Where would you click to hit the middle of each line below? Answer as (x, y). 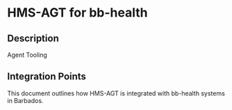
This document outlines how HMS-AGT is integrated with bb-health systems (116, 93)
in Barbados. (25, 100)
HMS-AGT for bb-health (77, 13)
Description (33, 38)
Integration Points (47, 76)
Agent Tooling (27, 55)
